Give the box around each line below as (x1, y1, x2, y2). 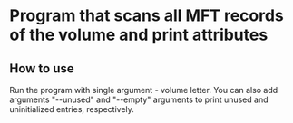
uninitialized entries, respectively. (9, 104, 134, 114)
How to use (9, 61, 74, 76)
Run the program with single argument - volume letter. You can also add (9, 85, 278, 95)
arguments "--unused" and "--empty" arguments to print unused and (9, 94, 269, 105)
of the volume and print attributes (9, 24, 269, 45)
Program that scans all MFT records (9, 5, 284, 26)
